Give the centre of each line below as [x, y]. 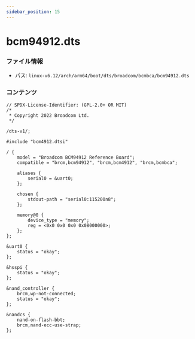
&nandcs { [19, 315]
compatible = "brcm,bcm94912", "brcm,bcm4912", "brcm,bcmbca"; [97, 163]
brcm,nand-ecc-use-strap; [49, 325]
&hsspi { [17, 268]
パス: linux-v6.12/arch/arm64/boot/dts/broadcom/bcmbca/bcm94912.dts [102, 75]
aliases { [29, 173]
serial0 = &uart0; [51, 178]
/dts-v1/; [19, 131]
